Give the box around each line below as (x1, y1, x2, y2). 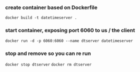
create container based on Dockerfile (5, 4, 97, 11)
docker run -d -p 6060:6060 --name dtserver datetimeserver (5, 38, 133, 43)
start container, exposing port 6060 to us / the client (5, 27, 135, 34)
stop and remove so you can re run (5, 49, 91, 56)
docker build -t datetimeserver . (5, 15, 77, 20)
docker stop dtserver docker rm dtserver (5, 62, 91, 67)
